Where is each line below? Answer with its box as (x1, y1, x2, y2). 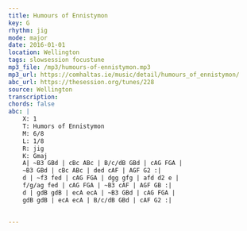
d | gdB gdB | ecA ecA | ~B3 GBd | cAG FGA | (22, 188, 176, 197)
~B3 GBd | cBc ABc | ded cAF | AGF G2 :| (22, 167, 161, 175)
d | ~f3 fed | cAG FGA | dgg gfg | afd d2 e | (22, 174, 179, 183)
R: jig (22, 144, 44, 152)
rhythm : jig (8, 26, 48, 34)
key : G (8, 19, 30, 27)
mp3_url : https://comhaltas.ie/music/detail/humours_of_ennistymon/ (8, 71, 240, 79)
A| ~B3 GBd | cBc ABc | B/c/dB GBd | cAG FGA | (22, 160, 183, 167)
